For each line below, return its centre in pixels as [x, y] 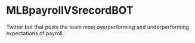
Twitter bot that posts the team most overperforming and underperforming [98, 27]
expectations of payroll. [35, 33]
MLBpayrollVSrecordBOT [70, 10]
